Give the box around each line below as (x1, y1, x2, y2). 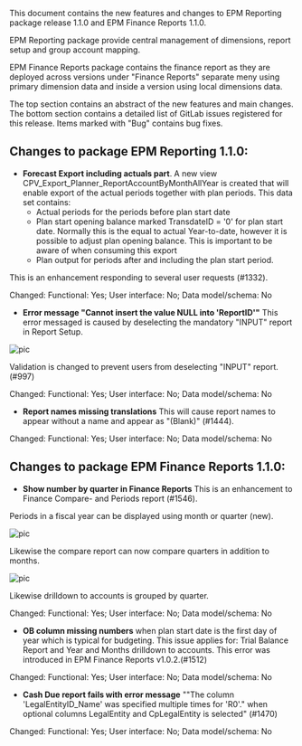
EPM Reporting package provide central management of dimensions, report (9, 35, 291, 45)
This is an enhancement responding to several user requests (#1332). (9, 271, 269, 283)
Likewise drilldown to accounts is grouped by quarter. (9, 590, 210, 600)
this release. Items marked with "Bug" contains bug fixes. (9, 118, 223, 128)
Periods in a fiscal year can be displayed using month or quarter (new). (9, 510, 274, 521)
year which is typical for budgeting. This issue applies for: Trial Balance (22, 635, 289, 646)
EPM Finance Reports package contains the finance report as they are (9, 62, 271, 72)
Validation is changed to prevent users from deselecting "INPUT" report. (9, 361, 278, 372)
